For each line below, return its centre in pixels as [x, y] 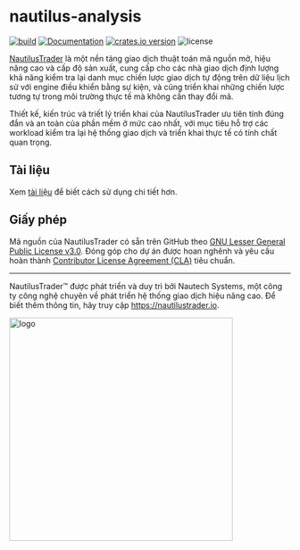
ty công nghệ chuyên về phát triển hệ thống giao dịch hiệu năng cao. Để [142, 296]
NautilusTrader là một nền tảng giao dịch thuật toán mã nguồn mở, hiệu [140, 58]
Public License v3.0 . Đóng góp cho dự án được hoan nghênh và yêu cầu [142, 251]
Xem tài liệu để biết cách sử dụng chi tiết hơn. [93, 192]
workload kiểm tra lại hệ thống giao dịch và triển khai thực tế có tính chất [143, 132]
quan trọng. [30, 142]
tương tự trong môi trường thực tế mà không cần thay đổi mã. [121, 96]
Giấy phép [38, 220]
